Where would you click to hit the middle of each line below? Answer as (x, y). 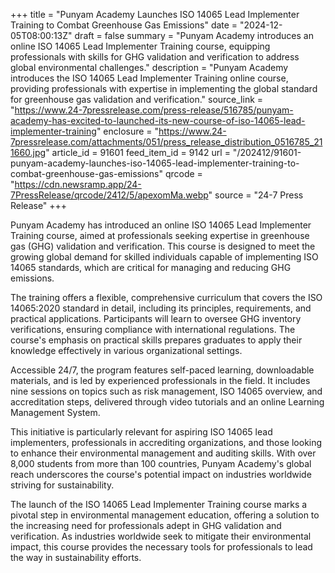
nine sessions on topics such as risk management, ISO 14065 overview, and (166, 391)
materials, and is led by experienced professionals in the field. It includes (160, 380)
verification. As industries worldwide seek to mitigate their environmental (161, 536)
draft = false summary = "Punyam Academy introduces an (194, 35)
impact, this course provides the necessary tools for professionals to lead (161, 547)
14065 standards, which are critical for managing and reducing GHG (151, 267)
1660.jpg (28, 152)
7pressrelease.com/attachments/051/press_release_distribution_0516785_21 (166, 142)
